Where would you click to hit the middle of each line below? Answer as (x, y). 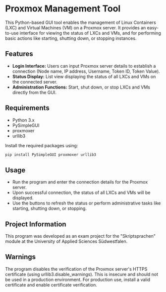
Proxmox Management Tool (63, 9)
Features (19, 54)
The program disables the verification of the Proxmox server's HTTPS (76, 269)
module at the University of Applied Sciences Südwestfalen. (66, 241)
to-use (12, 33)
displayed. (23, 198)
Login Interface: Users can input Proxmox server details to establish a (84, 66)
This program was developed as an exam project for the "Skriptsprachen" (81, 236)
